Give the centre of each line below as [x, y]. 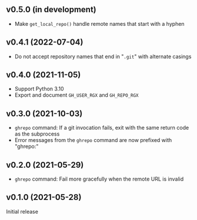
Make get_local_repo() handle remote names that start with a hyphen [99, 23]
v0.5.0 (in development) [51, 10]
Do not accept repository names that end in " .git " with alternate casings [103, 56]
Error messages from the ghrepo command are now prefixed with [93, 140]
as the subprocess [37, 134]
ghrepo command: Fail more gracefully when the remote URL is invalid [99, 179]
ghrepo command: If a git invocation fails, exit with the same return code [102, 128]
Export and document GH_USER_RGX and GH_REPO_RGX [77, 95]
